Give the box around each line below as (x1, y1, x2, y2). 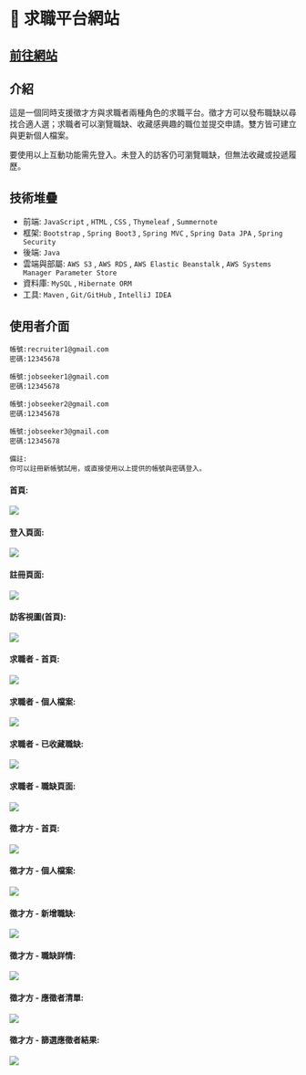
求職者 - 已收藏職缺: (9, 738, 84, 749)
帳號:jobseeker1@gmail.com (9, 372, 109, 381)
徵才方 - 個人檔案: (9, 865, 76, 876)
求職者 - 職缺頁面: (9, 781, 76, 792)
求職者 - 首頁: (9, 653, 60, 664)
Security (22, 238, 56, 247)
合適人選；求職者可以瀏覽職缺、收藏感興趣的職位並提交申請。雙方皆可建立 (16, 119, 297, 130)
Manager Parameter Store (22, 268, 117, 278)
